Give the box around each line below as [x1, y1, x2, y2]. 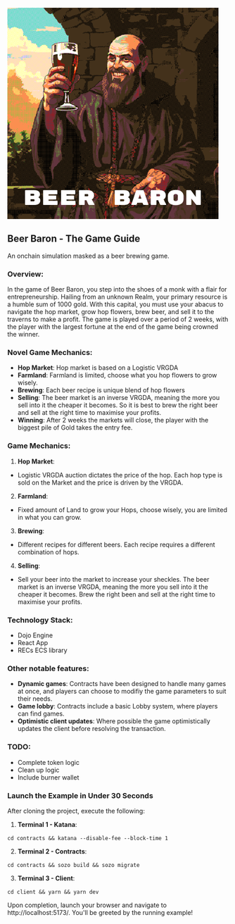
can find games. [17, 709, 65, 718]
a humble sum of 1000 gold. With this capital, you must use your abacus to [7, 300, 224, 308]
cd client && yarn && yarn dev [7, 888, 99, 895]
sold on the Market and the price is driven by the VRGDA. [17, 478, 184, 487]
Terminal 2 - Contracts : [17, 847, 87, 856]
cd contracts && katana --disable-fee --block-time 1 [7, 835, 169, 842]
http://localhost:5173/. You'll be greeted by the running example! [7, 908, 193, 916]
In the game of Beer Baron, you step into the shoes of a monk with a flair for [7, 285, 227, 294]
